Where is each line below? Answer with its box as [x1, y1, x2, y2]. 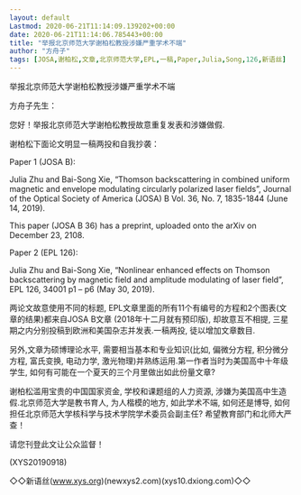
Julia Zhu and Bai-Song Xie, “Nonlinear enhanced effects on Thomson [9, 265, 270, 275]
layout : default [9, 13, 70, 23]
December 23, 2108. [9, 230, 85, 240]
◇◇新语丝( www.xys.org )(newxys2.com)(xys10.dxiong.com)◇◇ [9, 475, 251, 486]
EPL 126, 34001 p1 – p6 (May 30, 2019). [9, 284, 155, 294]
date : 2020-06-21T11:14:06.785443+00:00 [9, 30, 164, 39]
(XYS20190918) [9, 457, 68, 467]
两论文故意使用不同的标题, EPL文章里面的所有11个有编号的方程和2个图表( [9, 303, 279, 313]
